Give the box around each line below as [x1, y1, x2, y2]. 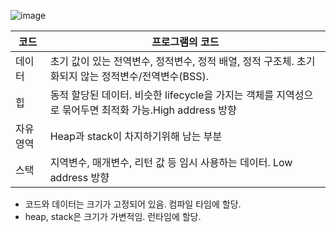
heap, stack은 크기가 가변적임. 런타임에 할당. [24, 211, 202, 222]
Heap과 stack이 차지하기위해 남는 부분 [49, 130, 223, 143]
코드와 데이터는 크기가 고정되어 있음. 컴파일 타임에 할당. [24, 198, 242, 210]
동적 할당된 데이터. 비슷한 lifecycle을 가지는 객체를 [49, 88, 275, 102]
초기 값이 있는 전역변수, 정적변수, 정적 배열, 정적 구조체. [49, 55, 295, 68]
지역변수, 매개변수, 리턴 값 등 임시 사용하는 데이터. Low [49, 156, 293, 169]
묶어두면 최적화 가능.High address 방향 [61, 103, 237, 117]
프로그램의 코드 [151, 35, 220, 49]
